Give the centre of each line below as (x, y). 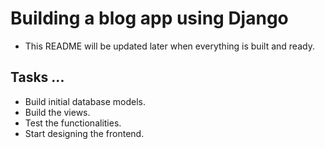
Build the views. (57, 112)
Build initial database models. (85, 101)
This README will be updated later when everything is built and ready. (169, 46)
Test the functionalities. (73, 123)
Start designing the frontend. (84, 133)
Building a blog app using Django (149, 18)
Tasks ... (37, 77)
